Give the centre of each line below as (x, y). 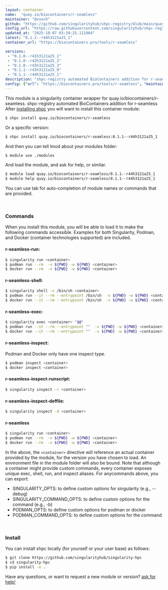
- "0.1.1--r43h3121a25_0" (34, 70)
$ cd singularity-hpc (28, 562)
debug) (20, 493)
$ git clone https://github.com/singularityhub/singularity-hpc (73, 558)
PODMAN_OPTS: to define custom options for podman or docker (79, 509)
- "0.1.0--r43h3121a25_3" (34, 65)
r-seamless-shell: (24, 280)
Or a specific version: (27, 127)
